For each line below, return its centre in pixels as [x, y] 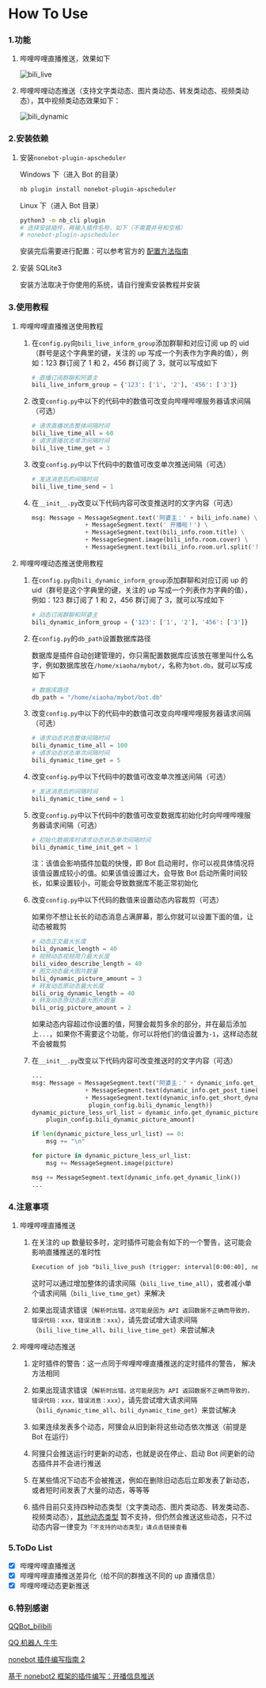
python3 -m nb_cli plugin [62, 220]
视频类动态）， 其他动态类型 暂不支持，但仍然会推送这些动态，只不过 [142, 1516]
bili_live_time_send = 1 [72, 487]
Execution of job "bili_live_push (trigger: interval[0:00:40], [140, 1267]
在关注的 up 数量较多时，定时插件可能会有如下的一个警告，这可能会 [142, 1242]
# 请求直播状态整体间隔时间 [70, 426]
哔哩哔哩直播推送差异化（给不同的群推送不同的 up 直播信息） [120, 1576]
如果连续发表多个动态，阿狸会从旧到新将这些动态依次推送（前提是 [139, 1427]
